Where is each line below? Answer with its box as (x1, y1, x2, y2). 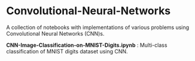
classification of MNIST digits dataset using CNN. (6, 47, 128, 54)
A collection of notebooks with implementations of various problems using (6, 24, 190, 31)
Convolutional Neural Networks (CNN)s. (6, 30, 105, 37)
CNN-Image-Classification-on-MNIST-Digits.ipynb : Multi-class (6, 41, 167, 49)
